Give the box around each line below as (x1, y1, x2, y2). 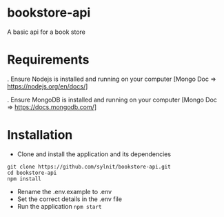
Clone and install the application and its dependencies (17, 150, 171, 158)
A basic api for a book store (7, 28, 86, 36)
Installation (7, 127, 73, 143)
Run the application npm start (17, 202, 102, 210)
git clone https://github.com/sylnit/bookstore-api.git (7, 163, 171, 170)
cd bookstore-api (7, 169, 57, 176)
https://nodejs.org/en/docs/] (7, 82, 88, 91)
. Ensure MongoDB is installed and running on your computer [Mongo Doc (7, 95, 217, 104)
